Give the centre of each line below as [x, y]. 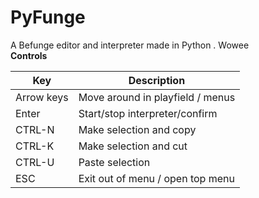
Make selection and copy [137, 129]
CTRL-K [35, 146]
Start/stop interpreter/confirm [148, 113]
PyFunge [48, 17]
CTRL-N [35, 129]
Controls [29, 55]
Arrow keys [42, 97]
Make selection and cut [133, 146]
